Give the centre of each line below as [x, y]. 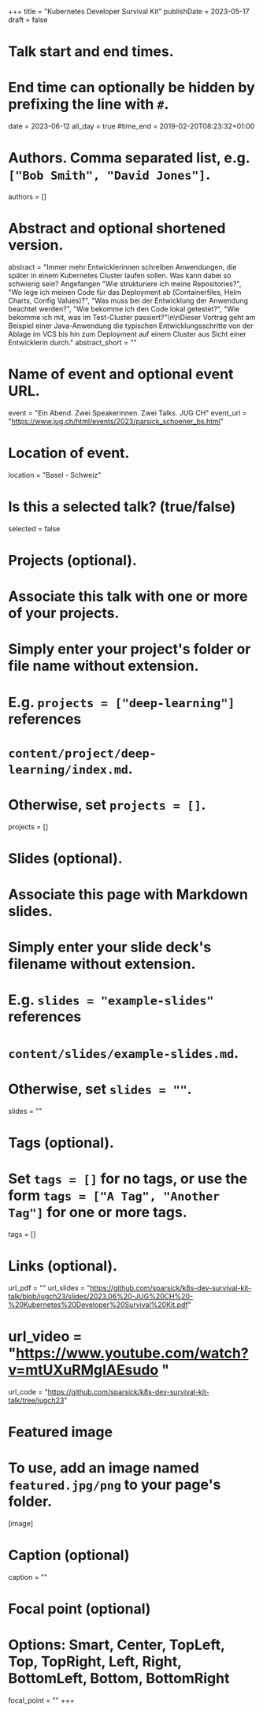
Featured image [60, 1432]
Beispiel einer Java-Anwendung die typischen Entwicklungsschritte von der [131, 326]
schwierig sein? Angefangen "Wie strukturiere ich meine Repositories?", [125, 284]
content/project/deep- [82, 753]
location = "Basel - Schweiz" [55, 475]
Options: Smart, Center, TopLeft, [117, 1645]
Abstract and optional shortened [117, 229]
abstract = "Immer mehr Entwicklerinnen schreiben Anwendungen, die [122, 267]
